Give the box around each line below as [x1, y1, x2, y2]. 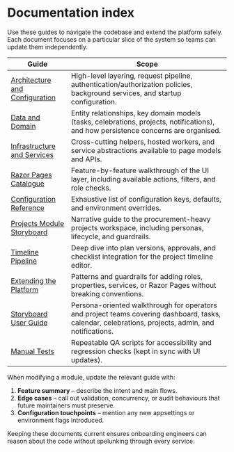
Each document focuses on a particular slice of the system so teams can [7, 35, 216, 43]
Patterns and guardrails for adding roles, [70, 271, 203, 281]
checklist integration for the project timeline [70, 252, 214, 261]
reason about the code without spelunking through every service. [7, 437, 195, 445]
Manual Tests [10, 346, 54, 356]
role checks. [70, 183, 111, 193]
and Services [10, 150, 54, 159]
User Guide [10, 318, 48, 328]
